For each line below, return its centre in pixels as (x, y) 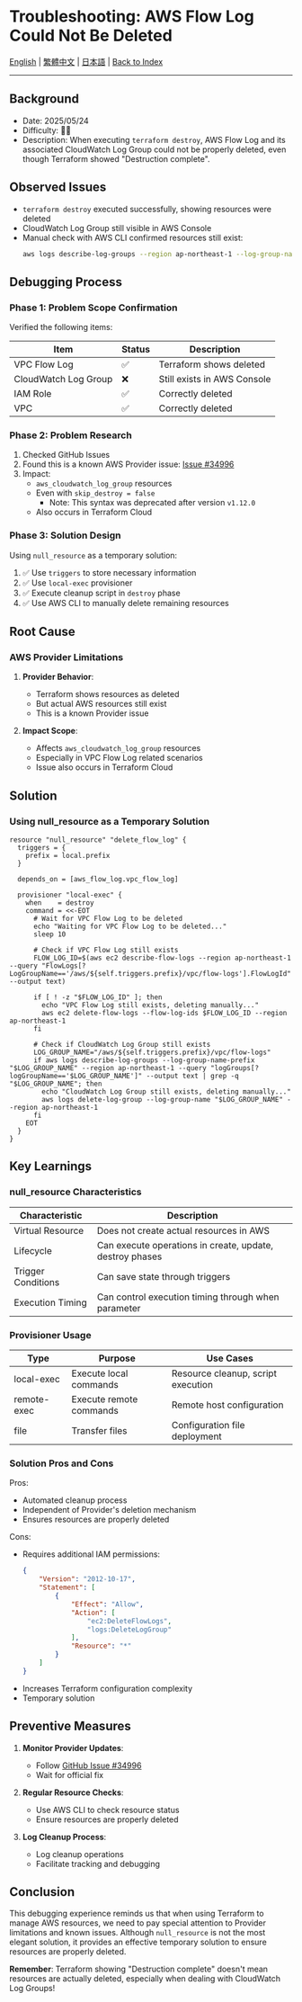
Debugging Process (66, 282)
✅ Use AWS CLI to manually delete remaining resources (125, 603)
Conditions (37, 1282)
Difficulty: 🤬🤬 (47, 130)
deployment (196, 1436)
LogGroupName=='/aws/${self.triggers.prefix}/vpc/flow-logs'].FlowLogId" (151, 974)
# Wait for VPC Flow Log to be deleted (107, 919)
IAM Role (33, 394)
